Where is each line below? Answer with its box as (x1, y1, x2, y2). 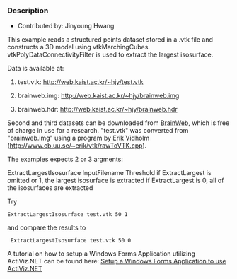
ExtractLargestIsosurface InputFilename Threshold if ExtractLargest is (7, 169, 212, 177)
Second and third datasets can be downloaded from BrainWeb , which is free (7, 119, 230, 127)
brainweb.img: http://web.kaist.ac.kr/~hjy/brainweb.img (17, 91, 180, 100)
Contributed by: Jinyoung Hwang (17, 22, 115, 30)
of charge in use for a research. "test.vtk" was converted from (7, 126, 189, 135)
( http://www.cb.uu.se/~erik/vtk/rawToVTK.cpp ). (7, 141, 147, 150)
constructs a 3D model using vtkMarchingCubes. (7, 43, 151, 52)
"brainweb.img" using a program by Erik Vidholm (7, 133, 150, 143)
